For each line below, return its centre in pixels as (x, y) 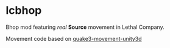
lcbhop (24, 10)
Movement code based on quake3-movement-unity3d (74, 38)
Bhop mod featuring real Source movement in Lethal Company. (85, 27)
